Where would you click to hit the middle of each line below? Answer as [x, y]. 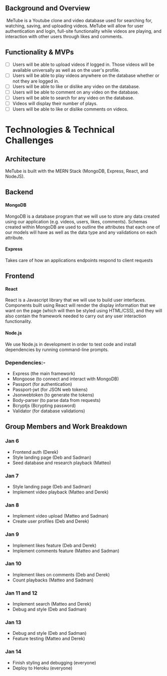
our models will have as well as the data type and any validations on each [81, 232]
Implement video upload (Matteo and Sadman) [60, 516]
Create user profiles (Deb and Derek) [51, 521]
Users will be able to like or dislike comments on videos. [70, 109]
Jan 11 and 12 [21, 593]
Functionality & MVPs [40, 52]
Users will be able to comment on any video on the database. [76, 92]
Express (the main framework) [44, 373]
